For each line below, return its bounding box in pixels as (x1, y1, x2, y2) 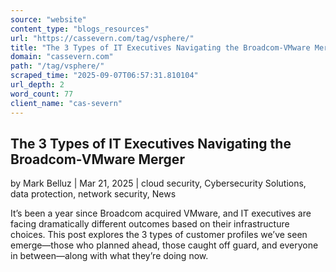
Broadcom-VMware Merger (10, 151, 185, 168)
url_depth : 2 (10, 80, 65, 90)
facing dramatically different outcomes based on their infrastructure (10, 218, 290, 230)
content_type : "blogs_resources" (10, 24, 150, 34)
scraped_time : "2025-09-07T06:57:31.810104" (10, 71, 199, 81)
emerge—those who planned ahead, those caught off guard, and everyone (10, 239, 319, 251)
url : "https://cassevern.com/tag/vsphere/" (10, 33, 195, 43)
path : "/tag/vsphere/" (10, 61, 105, 71)
